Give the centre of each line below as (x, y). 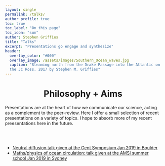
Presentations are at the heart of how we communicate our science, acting (81, 107)
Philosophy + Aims (83, 94)
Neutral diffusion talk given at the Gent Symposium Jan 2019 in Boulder (85, 147)
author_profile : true (27, 19)
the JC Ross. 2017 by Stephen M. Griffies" (55, 70)
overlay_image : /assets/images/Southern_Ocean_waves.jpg (69, 60)
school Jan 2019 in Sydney (40, 158)
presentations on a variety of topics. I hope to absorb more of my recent (79, 118)
